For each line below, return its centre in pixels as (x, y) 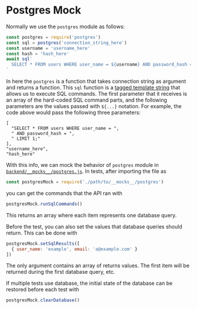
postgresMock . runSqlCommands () (44, 204)
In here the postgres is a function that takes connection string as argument (96, 81)
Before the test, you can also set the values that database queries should (94, 226)
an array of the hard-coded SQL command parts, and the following (86, 100)
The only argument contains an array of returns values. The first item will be (98, 266)
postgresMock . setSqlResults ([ (43, 243)
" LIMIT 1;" (26, 139)
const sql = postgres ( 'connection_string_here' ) (67, 43)
